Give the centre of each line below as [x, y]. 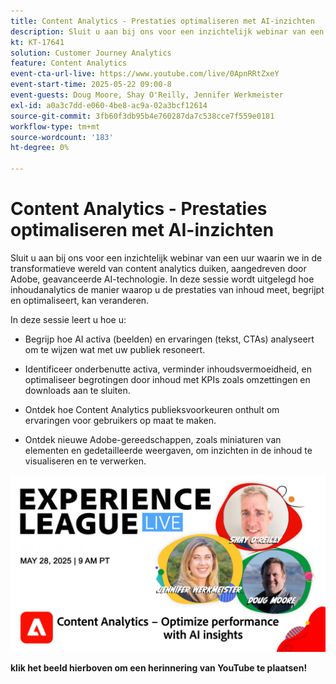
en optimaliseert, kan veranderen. [80, 300]
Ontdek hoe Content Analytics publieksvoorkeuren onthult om [152, 409]
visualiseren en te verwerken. [85, 461]
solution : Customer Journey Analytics [91, 53]
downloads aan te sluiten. [77, 390]
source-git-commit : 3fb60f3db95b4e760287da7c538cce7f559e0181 [142, 116]
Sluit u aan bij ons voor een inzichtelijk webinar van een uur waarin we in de [166, 257]
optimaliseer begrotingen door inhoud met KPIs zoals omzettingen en [167, 379]
